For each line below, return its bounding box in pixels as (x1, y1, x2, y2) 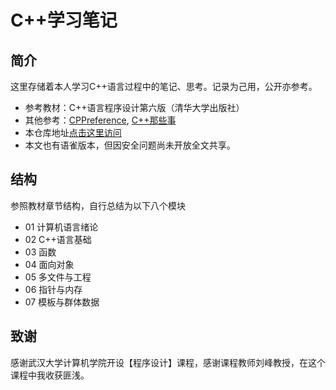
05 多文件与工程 (24, 271, 92, 283)
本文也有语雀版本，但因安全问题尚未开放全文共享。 (24, 139, 236, 151)
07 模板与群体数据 (24, 296, 100, 308)
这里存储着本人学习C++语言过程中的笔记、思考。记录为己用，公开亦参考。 (10, 81, 318, 92)
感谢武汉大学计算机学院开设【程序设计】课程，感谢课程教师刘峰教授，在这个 (10, 356, 326, 368)
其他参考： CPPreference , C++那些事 (24, 114, 177, 126)
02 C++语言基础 (24, 233, 92, 245)
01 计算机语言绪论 (24, 221, 99, 233)
